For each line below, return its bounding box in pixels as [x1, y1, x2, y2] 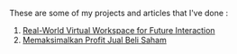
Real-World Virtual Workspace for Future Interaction [22, 25, 215, 35]
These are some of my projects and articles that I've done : [9, 8, 228, 18]
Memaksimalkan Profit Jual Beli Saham [22, 35, 167, 45]
